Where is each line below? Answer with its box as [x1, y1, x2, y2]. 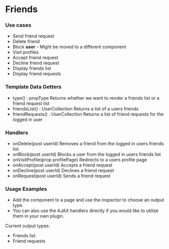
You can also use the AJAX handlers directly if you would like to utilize [12, 207, 159, 214]
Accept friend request [12, 55, 59, 61]
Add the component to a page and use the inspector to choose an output [12, 197, 164, 203]
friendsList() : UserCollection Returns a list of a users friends [12, 105, 139, 112]
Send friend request [12, 33, 54, 39]
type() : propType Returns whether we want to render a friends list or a [12, 95, 160, 101]
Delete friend [12, 38, 40, 45]
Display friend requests [12, 71, 62, 77]
